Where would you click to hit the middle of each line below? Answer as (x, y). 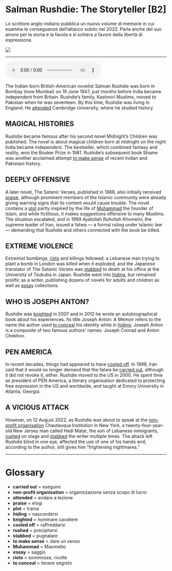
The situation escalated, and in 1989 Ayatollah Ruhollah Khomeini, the (79, 219)
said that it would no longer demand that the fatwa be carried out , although (84, 369)
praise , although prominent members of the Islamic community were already (86, 197)
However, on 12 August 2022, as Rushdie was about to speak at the (77, 420)
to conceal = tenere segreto (42, 563)
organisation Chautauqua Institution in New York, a (71, 425)
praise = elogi (27, 503)
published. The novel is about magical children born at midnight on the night (86, 141)
